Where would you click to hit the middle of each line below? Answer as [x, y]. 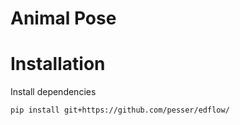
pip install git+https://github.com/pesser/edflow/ [120, 110]
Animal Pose [63, 18]
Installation [58, 64]
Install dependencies [53, 92]
